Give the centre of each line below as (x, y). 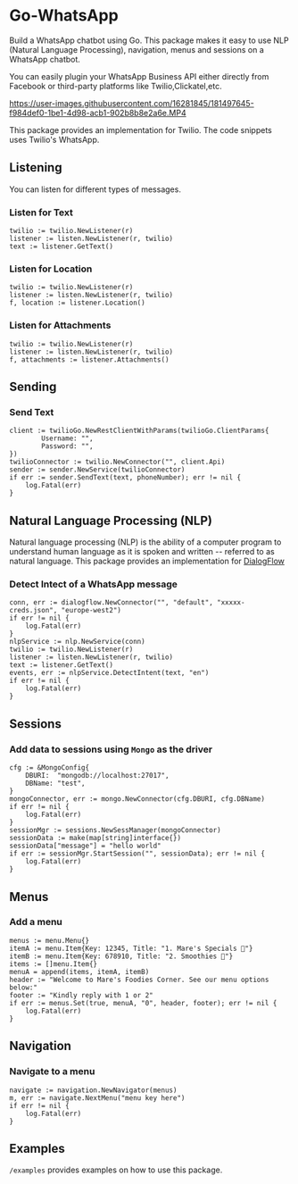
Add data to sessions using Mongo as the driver (111, 749)
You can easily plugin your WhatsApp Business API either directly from (139, 76)
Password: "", (67, 446)
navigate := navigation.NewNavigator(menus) (93, 1090)
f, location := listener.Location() (77, 303)
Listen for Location (51, 269)
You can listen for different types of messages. (95, 189)
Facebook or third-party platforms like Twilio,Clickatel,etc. (116, 86)
